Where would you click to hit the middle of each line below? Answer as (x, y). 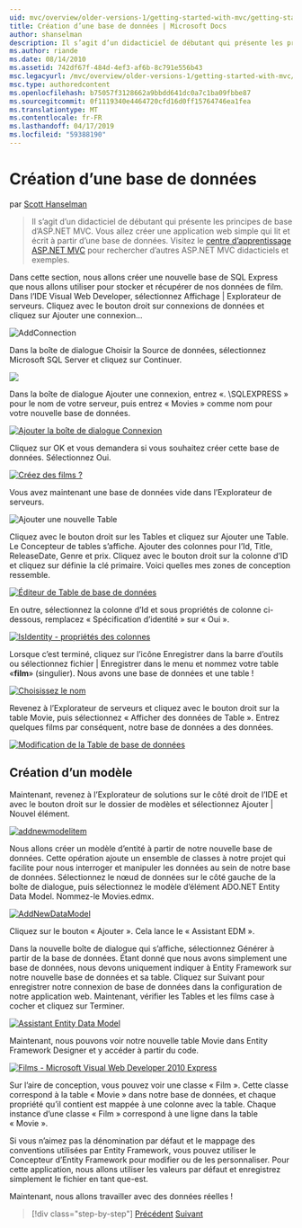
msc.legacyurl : (38, 76)
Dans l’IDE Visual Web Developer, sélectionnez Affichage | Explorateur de (145, 296)
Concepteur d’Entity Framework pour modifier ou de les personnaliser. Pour (150, 1160)
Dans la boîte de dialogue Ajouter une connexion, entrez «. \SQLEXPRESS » (149, 394)
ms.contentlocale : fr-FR (56, 118)
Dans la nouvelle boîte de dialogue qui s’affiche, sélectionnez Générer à (142, 948)
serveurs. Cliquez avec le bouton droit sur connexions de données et (137, 306)
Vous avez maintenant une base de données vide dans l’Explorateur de (141, 492)
